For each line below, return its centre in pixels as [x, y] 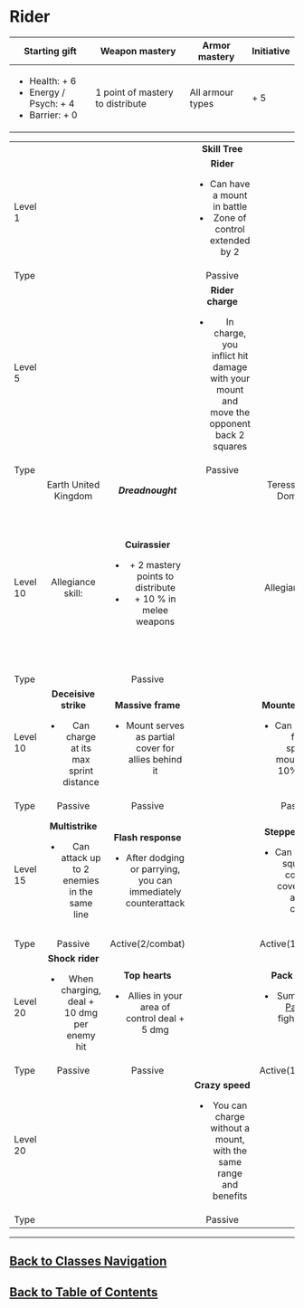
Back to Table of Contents [84, 1292]
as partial [155, 736]
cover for [155, 748]
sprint [81, 771]
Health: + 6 [53, 81]
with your [230, 378]
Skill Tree [223, 148]
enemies [81, 880]
